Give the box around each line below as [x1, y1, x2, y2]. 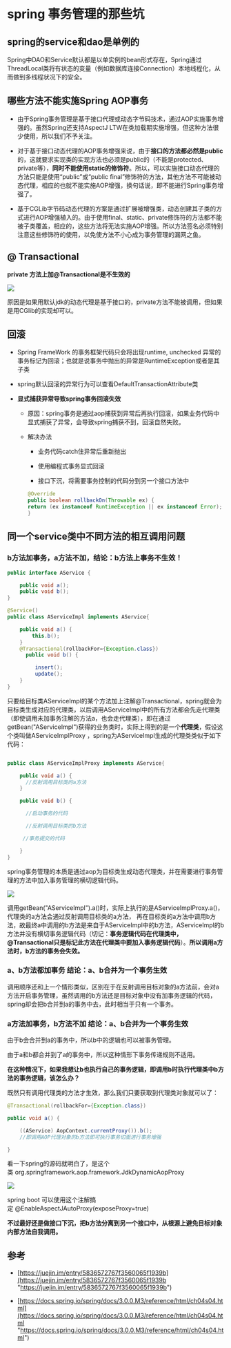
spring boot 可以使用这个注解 [7, 1196, 90, 1204]
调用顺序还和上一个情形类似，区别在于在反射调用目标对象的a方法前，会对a [7, 982, 219, 991]
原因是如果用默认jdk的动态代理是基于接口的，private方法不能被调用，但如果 [7, 298, 223, 306]
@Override [27, 491, 57, 497]
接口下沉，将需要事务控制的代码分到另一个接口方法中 [37, 477, 190, 485]
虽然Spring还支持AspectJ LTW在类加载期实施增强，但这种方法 [35, 123, 213, 131]
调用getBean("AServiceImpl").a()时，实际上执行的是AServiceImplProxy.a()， [7, 903, 224, 912]
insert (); [34, 664, 63, 671]
